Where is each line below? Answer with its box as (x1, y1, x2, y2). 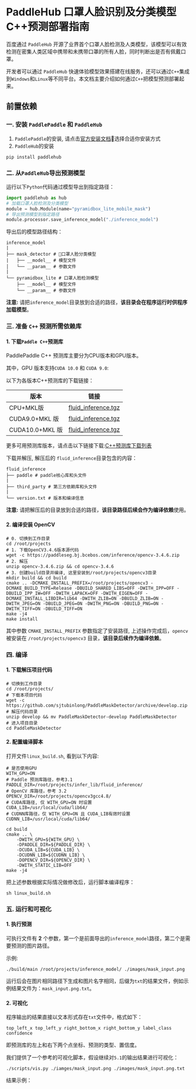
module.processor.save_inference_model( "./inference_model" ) (6, 217, 159, 223)
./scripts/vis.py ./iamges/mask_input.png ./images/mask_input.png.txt (6, 1065, 185, 1072)
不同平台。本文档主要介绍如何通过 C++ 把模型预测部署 (52, 75, 180, 82)
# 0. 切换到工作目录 (6, 536, 50, 542)
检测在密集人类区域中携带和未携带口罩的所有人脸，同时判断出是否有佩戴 (6, 48, 181, 55)
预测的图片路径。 (11, 942, 53, 950)
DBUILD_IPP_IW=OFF (6, 590, 51, 596)
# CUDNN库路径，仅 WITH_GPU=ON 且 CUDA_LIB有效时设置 (6, 811, 131, 817)
